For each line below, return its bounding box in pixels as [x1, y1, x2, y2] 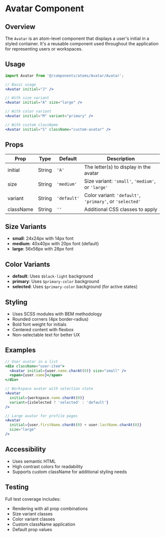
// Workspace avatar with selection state [5, 386, 93, 391]
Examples [5, 346, 36, 354]
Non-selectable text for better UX [12, 332, 80, 338]
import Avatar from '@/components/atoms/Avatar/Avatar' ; [5, 73, 124, 78]
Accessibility [5, 445, 46, 453]
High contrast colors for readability [12, 463, 83, 469]
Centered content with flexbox [12, 326, 74, 332]
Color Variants [5, 260, 51, 268]
